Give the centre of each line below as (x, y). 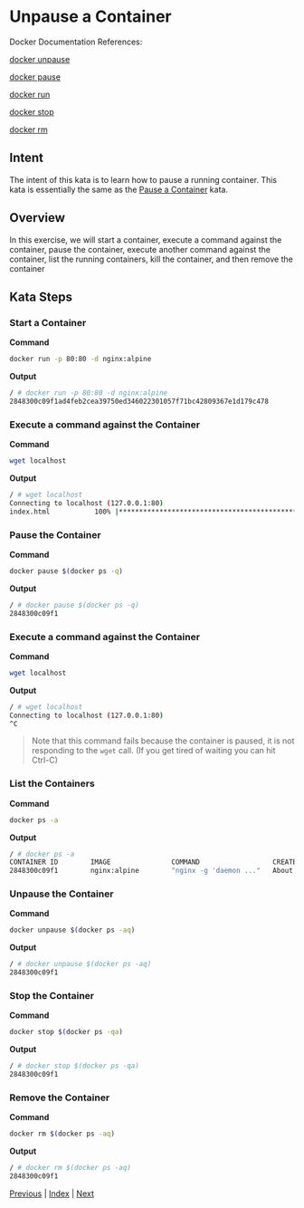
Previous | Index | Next (52, 1194)
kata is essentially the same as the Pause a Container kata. (119, 189)
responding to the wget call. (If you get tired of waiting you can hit (153, 751)
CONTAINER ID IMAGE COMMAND (105, 862)
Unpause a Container (90, 17)
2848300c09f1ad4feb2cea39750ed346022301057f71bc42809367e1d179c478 (139, 401)
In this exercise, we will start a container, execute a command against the (146, 240)
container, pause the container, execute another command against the (140, 249)
